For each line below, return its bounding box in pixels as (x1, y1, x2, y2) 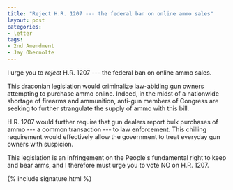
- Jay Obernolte (7, 50, 54, 57)
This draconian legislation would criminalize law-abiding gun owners (7, 82, 204, 90)
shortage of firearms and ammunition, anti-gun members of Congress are (7, 96, 219, 105)
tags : (7, 36, 23, 43)
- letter (7, 29, 33, 37)
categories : (7, 23, 42, 30)
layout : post (7, 17, 45, 24)
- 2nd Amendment (7, 43, 54, 50)
